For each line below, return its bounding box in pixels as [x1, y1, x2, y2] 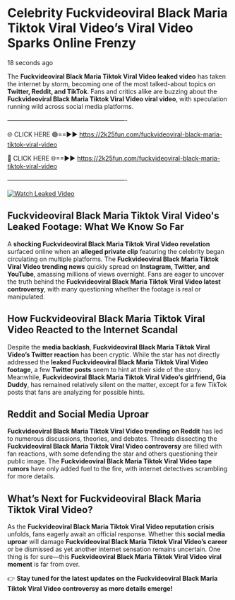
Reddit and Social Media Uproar [7, 408, 150, 420]
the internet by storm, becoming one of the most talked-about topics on [7, 79, 216, 88]
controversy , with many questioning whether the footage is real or [7, 284, 201, 293]
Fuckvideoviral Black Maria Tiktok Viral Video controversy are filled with [7, 442, 222, 451]
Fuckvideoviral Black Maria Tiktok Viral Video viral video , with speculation [7, 94, 227, 103]
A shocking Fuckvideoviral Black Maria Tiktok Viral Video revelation [7, 239, 210, 248]
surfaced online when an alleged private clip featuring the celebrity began [7, 247, 224, 255]
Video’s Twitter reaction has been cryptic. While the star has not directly [7, 350, 220, 359]
